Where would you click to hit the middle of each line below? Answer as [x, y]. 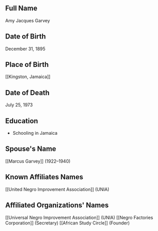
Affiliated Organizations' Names [57, 205]
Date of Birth [26, 37]
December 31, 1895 [25, 49]
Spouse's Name [31, 149]
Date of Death [27, 92]
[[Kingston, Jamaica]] [28, 77]
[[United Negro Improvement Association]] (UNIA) [57, 189]
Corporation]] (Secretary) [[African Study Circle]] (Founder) [68, 223]
